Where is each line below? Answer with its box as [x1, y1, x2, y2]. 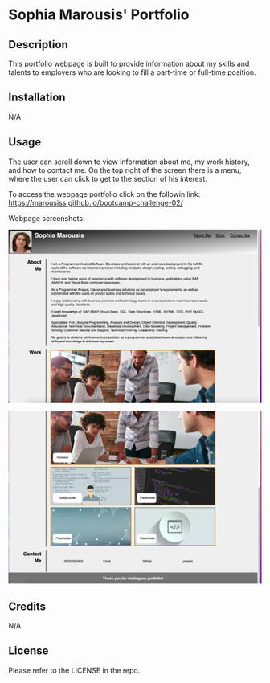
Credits [8, 599, 47, 613]
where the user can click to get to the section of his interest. [8, 174, 207, 183]
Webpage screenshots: [8, 213, 86, 223]
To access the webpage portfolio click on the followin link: [8, 189, 201, 198]
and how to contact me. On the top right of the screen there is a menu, [8, 165, 242, 174]
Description [8, 38, 68, 51]
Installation [8, 91, 66, 104]
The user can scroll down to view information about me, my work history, [8, 157, 251, 166]
